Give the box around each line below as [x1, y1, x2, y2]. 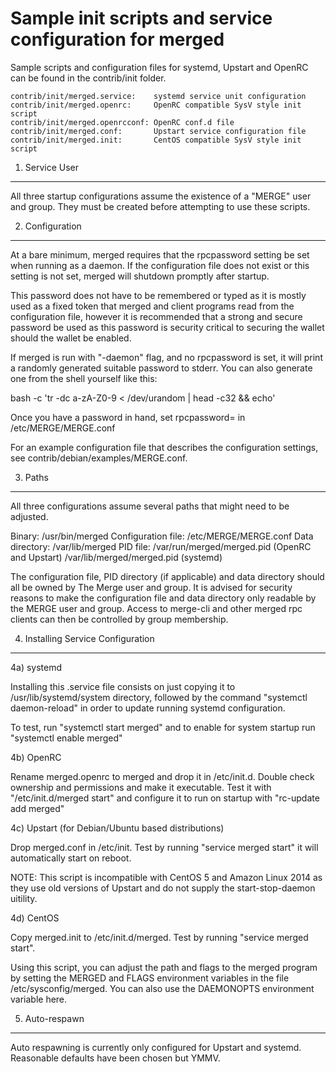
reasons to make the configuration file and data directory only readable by [10, 592, 317, 604]
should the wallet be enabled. [10, 332, 132, 344]
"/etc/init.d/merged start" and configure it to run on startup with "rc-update [10, 792, 320, 804]
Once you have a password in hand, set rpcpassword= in [10, 411, 246, 423]
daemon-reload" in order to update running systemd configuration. [10, 702, 286, 714]
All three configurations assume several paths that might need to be [10, 500, 290, 512]
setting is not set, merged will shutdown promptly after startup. [10, 270, 270, 282]
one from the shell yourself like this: [10, 372, 158, 384]
